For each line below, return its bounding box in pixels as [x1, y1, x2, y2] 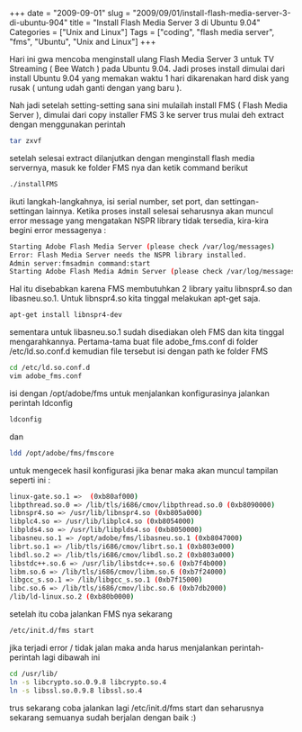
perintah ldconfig [9, 397, 74, 408]
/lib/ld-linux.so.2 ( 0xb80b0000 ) [9, 592, 135, 601]
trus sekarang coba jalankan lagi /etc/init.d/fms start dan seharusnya [9, 702, 264, 713]
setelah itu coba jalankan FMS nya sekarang [9, 609, 173, 619]
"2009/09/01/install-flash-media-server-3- [132, 8, 291, 18]
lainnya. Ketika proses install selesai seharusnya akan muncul [46, 205, 274, 216]
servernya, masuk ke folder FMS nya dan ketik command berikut [9, 162, 249, 173]
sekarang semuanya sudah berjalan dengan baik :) [9, 711, 197, 723]
